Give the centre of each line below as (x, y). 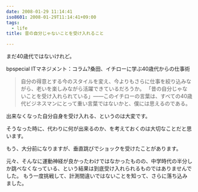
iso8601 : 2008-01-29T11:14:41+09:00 (51, 17)
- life (20, 28)
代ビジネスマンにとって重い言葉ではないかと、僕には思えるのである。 (106, 103)
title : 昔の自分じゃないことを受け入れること (55, 34)
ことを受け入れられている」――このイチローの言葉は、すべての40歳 (109, 96)
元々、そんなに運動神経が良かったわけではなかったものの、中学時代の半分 (97, 161)
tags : (13, 22)
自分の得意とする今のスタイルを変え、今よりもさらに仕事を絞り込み (103, 82)
